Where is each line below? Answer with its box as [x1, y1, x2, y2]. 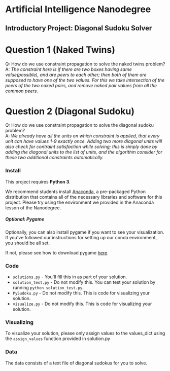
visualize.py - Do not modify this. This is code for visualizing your [12, 301, 152, 307]
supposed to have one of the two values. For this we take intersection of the [5, 77, 165, 83]
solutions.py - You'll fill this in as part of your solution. [12, 274, 127, 280]
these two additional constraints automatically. [5, 155, 104, 161]
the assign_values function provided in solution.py [5, 336, 111, 342]
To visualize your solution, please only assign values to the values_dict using [5, 330, 165, 337]
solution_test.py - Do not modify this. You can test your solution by [12, 279, 156, 285]
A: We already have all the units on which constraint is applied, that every [5, 133, 160, 139]
